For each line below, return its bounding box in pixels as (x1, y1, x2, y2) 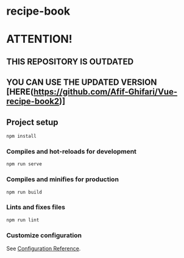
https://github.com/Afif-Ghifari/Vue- (33, 87, 178, 97)
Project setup (6, 117, 59, 127)
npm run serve (6, 161, 43, 167)
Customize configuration (6, 231, 82, 239)
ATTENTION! (6, 32, 73, 46)
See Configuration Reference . (6, 245, 81, 253)
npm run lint (6, 217, 40, 223)
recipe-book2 (6, 96, 60, 107)
